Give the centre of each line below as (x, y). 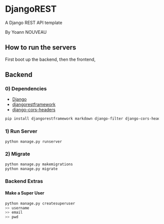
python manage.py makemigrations (39, 164)
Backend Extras (24, 181)
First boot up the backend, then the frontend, (50, 59)
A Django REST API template (34, 23)
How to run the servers (41, 48)
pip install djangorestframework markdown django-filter (64, 119)
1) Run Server (21, 131)
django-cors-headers (34, 110)
